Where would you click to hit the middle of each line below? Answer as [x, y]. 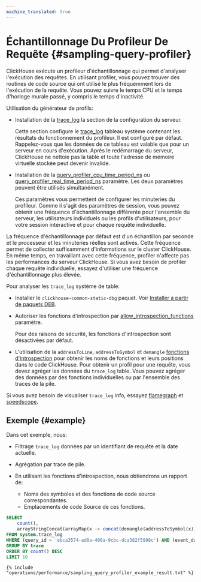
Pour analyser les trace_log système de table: [63, 286]
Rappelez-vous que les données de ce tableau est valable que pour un [102, 144]
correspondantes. [46, 500]
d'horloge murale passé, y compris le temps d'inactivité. [75, 96]
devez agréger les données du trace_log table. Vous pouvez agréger [100, 371]
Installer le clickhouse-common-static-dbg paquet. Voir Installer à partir [102, 298]
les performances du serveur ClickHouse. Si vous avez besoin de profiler [96, 262]
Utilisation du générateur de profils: [50, 108]
